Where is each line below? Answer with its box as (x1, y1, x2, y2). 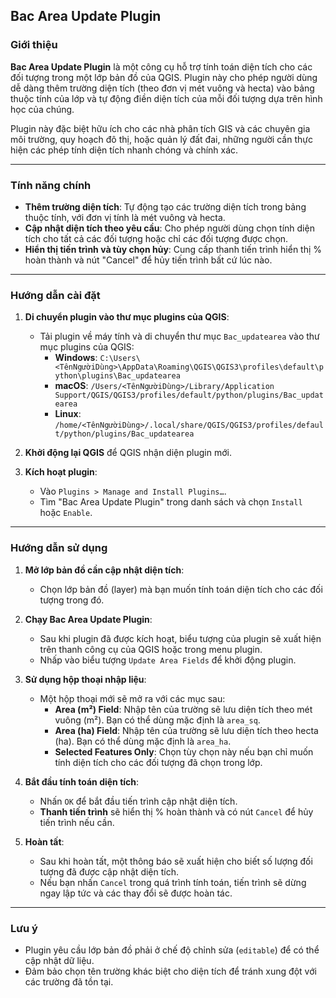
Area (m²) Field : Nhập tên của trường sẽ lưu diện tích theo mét (54, 703, 313, 715)
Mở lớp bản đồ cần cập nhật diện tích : (24, 564, 185, 576)
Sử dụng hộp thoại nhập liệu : (24, 673, 147, 685)
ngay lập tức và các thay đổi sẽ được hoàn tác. (39, 887, 233, 899)
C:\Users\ (99, 354, 141, 364)
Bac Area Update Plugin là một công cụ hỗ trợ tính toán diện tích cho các (10, 60, 313, 73)
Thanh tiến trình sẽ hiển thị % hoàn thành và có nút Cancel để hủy (39, 805, 314, 818)
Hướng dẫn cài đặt (10, 288, 101, 302)
